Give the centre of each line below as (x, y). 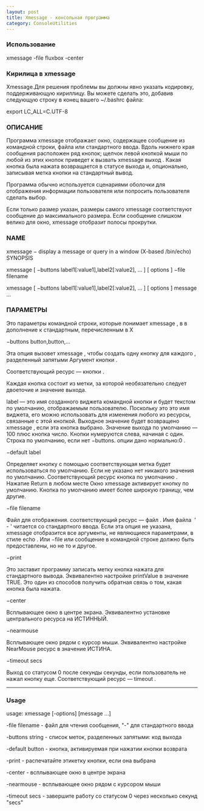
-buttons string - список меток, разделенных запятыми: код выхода (94, 737)
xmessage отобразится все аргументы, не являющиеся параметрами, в (100, 532)
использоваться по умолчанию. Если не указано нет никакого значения (100, 470)
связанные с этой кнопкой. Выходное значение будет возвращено (93, 421)
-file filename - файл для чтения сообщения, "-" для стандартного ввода (100, 725)
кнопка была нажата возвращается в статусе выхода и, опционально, (97, 166)
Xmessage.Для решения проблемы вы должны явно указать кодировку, (100, 86)
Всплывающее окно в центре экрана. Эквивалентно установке (88, 612)
